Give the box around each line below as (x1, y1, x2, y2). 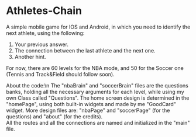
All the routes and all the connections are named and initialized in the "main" (6, 119, 190, 126)
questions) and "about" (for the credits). (6, 113, 103, 120)
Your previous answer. (14, 41, 69, 48)
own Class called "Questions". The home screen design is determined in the (6, 94, 190, 101)
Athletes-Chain (6, 4, 82, 17)
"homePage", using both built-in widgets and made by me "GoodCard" (6, 100, 177, 107)
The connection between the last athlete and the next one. (14, 47, 156, 54)
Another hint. (14, 53, 46, 60)
